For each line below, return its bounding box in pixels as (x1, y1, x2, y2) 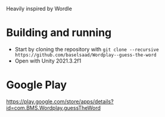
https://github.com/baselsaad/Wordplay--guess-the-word (14, 52, 157, 58)
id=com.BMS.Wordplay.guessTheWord (6, 104, 101, 111)
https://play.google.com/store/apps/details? (6, 98, 114, 105)
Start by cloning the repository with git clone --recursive (14, 45, 159, 53)
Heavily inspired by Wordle (6, 5, 73, 12)
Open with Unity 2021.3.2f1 (14, 57, 82, 64)
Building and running (6, 26, 112, 39)
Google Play (6, 78, 67, 92)
